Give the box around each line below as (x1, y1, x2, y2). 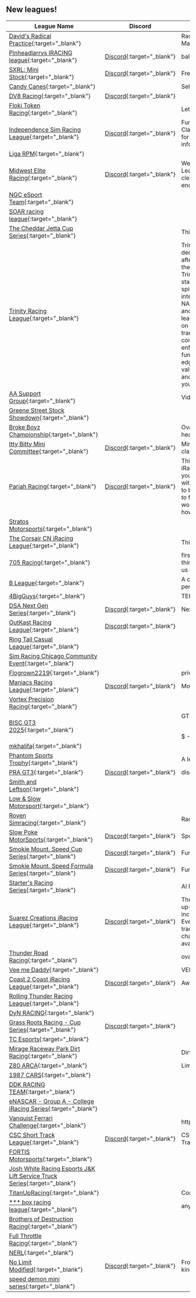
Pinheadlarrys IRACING (9, 49, 73, 57)
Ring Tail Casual (9, 635, 53, 643)
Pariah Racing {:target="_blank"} (9, 482, 96, 490)
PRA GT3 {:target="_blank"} (9, 768, 83, 776)
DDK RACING (9, 1080, 45, 1089)
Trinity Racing (9, 307, 47, 315)
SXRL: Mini (9, 66, 39, 74)
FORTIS (9, 1148, 30, 1156)
